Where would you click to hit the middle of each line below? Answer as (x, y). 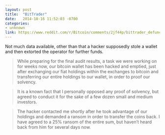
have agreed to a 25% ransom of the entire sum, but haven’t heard (84, 122)
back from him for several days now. (54, 127)
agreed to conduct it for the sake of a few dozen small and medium (85, 97)
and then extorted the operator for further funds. (54, 52)
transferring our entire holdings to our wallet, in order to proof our (83, 77)
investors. (27, 102)
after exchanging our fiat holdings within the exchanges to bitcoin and (88, 71)
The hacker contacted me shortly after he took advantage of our (82, 111)
